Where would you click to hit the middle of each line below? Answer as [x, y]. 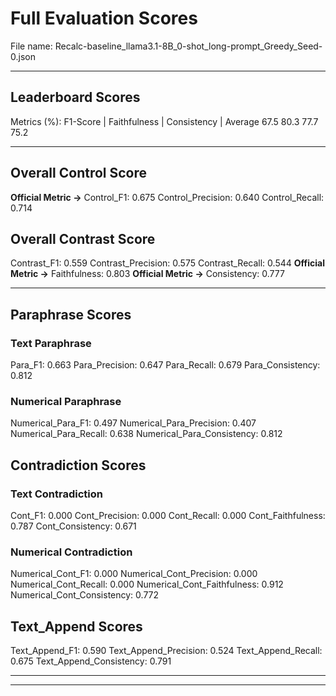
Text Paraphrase [51, 343]
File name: [31, 46]
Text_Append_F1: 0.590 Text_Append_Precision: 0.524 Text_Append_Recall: [166, 651]
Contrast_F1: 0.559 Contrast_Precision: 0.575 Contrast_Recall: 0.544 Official [167, 263]
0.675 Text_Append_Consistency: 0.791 [91, 661]
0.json [23, 56]
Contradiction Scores [78, 465]
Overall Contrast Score [83, 238]
